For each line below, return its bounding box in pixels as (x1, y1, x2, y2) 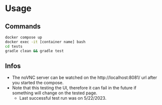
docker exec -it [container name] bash (5, 39, 86, 44)
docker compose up (5, 35, 42, 40)
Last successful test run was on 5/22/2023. (19, 95, 107, 101)
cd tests (5, 44, 23, 49)
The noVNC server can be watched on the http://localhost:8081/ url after (12, 75, 158, 80)
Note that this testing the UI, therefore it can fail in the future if (12, 85, 137, 91)
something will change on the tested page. (12, 90, 97, 96)
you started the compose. (12, 80, 64, 86)
